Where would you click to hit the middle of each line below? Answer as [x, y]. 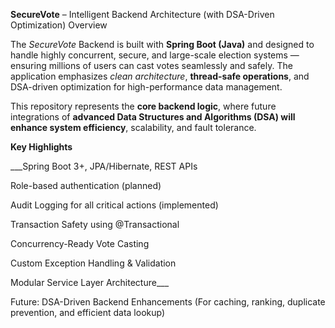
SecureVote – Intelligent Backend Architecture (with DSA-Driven [142, 14]
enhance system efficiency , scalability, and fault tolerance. [133, 127]
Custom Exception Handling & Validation [93, 263]
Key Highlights [41, 147]
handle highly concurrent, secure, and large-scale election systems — [155, 55]
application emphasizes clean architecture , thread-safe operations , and [160, 76]
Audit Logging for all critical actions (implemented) [114, 205]
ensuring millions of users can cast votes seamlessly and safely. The [151, 65]
